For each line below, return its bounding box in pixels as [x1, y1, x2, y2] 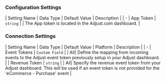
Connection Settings [5, 33, 56, 40]
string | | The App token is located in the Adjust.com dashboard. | [5, 20, 140, 26]
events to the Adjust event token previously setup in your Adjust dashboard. [5, 54, 160, 60]
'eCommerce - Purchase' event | [5, 70, 72, 76]
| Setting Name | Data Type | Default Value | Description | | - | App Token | [5, 15, 156, 21]
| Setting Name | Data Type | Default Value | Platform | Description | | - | [5, 44, 151, 50]
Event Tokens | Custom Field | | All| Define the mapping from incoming [5, 49, 149, 55]
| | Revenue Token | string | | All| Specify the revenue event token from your [5, 60, 161, 66]
